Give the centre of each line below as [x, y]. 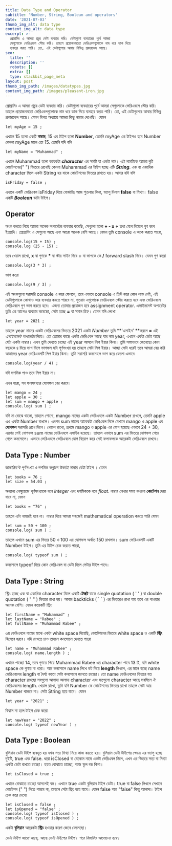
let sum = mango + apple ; [34, 402]
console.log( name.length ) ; [38, 653]
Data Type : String [35, 581]
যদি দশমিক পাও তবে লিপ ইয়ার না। [31, 373]
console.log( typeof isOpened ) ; [42, 818]
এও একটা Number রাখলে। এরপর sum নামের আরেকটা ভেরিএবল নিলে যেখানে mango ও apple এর [84, 421]
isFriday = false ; [26, 182]
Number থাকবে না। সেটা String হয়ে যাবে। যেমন [46, 691]
